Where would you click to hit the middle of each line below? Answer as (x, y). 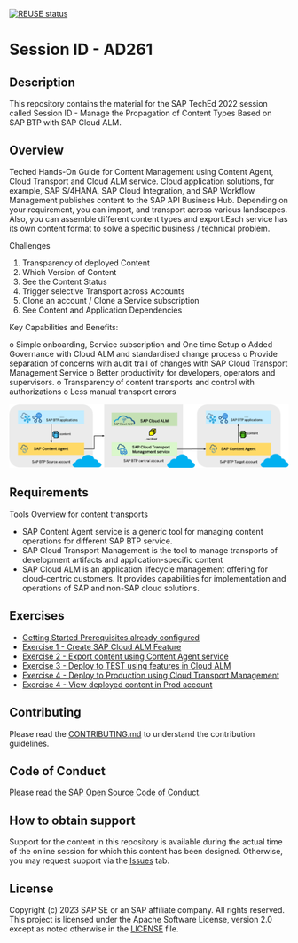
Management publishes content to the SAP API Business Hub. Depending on (149, 200)
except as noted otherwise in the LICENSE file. (94, 929)
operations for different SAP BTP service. (97, 541)
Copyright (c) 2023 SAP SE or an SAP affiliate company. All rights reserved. (147, 909)
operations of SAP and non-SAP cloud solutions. (110, 588)
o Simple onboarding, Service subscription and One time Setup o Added (141, 344)
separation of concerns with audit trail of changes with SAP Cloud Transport (149, 363)
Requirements (49, 493)
